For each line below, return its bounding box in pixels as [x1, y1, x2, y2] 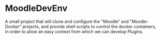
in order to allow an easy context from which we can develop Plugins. [5, 29, 144, 34]
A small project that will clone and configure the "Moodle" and [5, 19, 129, 24]
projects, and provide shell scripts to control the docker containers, [22, 23, 156, 29]
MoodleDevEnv [5, 3, 68, 14]
